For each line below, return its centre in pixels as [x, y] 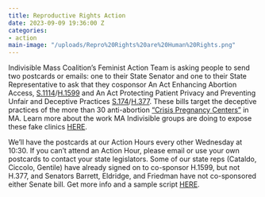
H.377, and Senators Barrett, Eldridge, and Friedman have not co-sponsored [132, 176]
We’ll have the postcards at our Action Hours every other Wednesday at [125, 142]
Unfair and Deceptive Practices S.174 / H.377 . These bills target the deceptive [132, 102]
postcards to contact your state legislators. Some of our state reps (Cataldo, [132, 159]
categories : [28, 30]
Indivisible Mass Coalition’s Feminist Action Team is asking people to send [129, 68]
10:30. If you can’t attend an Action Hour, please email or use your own [124, 151]
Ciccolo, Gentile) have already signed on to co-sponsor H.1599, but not [124, 168]
